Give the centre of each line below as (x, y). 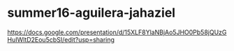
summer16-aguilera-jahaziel (92, 13)
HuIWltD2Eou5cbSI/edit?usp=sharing (61, 39)
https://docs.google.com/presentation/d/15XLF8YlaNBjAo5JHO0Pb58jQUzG (117, 32)
